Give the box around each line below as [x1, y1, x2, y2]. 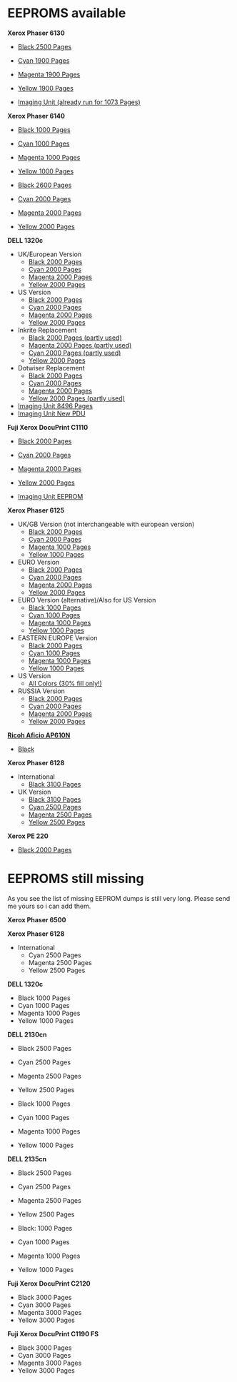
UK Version [17, 787, 51, 796]
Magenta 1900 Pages [17, 70, 81, 79]
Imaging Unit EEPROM [17, 492, 84, 500]
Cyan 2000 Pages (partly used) [28, 348, 121, 357]
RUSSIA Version [17, 687, 66, 695]
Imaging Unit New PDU [17, 409, 86, 418]
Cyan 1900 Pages [17, 56, 70, 65]
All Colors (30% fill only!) [28, 679, 102, 687]
